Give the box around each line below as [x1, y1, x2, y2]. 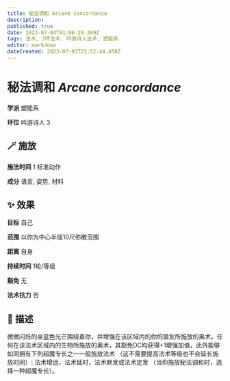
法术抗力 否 [7, 291, 39, 300]
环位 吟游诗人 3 [7, 118, 51, 127]
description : [7, 16, 44, 23]
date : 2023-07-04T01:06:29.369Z [7, 29, 99, 36]
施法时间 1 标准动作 [7, 162, 62, 171]
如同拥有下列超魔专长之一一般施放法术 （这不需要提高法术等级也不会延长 [7, 350, 213, 358]
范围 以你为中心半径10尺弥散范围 [7, 233, 99, 241]
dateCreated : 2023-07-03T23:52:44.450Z [7, 49, 121, 55]
